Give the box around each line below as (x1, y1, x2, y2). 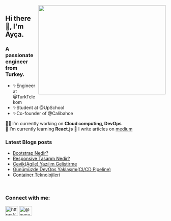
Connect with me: (5, 194, 50, 201)
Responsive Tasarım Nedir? (12, 155, 70, 161)
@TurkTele (12, 94, 36, 100)
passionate (5, 52, 34, 59)
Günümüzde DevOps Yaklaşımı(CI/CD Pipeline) (12, 166, 111, 172)
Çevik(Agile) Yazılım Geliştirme (12, 160, 77, 167)
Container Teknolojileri (12, 172, 60, 178)
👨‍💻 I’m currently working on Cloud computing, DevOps (5, 120, 122, 126)
